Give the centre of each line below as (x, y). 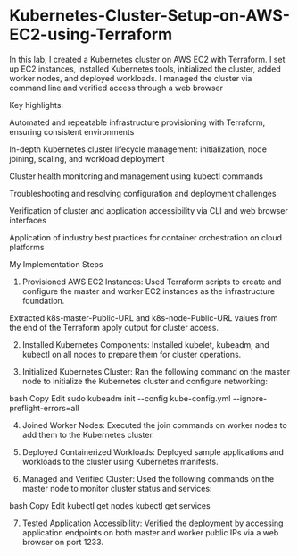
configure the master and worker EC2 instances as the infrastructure (148, 291)
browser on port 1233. (63, 542)
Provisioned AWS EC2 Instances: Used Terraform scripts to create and (152, 282)
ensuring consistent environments (72, 131)
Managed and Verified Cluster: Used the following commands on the (148, 478)
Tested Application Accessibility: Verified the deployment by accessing (153, 523)
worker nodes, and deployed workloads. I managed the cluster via (131, 78)
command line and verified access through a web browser (116, 88)
